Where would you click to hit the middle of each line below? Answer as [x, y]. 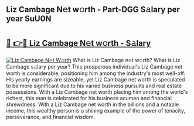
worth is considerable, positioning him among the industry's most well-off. [96, 73]
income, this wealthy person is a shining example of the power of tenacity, [96, 110]
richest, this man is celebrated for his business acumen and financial [89, 98]
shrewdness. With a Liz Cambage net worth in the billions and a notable [93, 104]
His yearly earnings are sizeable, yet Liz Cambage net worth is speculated [96, 79]
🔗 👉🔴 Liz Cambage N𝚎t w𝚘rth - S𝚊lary [79, 43]
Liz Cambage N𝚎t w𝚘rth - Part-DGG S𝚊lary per [93, 10]
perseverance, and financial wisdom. [51, 117]
